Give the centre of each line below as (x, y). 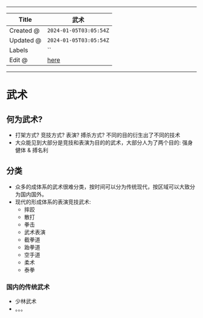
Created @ (24, 31)
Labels (19, 50)
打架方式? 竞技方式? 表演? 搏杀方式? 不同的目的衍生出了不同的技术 (98, 135)
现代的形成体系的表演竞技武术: (53, 202)
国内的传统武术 (28, 287)
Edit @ (19, 60)
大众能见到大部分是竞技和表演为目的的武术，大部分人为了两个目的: (98, 142)
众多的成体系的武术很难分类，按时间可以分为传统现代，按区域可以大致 (102, 187)
